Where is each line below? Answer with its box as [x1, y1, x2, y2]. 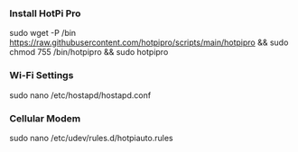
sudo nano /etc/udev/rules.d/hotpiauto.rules [9, 132, 173, 143]
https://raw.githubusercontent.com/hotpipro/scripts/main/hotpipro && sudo [9, 37, 289, 48]
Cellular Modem [9, 112, 81, 124]
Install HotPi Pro [9, 7, 81, 20]
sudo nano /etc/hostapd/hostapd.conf [9, 89, 152, 101]
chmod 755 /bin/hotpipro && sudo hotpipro [9, 47, 169, 58]
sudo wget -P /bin [9, 28, 77, 39]
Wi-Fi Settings [9, 69, 74, 82]
